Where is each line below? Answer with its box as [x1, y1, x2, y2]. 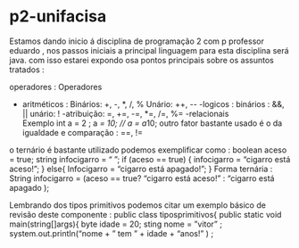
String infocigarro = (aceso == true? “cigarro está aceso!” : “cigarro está [9, 172, 275, 184]
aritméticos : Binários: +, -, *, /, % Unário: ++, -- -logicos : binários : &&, [21, 98, 285, 109]
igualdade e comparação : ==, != [21, 127, 143, 137]
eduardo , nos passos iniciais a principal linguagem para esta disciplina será [9, 45, 289, 55]
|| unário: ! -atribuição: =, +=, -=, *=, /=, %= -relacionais [21, 108, 229, 119]
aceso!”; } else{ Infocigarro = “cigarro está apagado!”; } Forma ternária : [9, 163, 273, 174]
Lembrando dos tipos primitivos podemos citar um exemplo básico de [9, 199, 266, 211]
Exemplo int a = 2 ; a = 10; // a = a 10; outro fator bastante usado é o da [21, 118, 283, 128]
